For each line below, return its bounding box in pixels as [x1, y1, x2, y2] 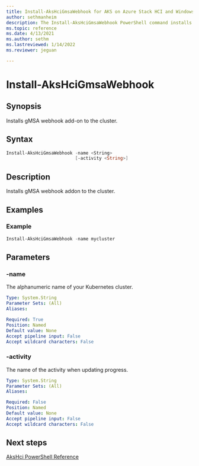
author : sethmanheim [6, 14, 57, 20]
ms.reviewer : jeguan [6, 47, 57, 53]
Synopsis [6, 101, 41, 111]
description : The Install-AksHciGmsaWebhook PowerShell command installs [6, 20, 192, 25]
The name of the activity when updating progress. [6, 366, 129, 373]
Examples [6, 205, 43, 215]
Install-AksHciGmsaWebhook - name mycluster [6, 236, 115, 242]
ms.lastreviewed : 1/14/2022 [6, 42, 76, 48]
